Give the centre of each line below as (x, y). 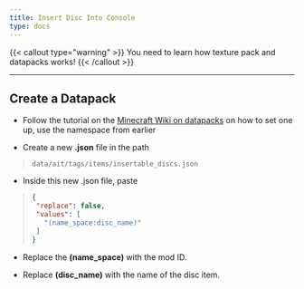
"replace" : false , (71, 206)
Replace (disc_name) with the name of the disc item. (121, 275)
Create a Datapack (63, 98)
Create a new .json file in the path (85, 148)
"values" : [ (58, 215)
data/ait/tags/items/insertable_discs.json (115, 164)
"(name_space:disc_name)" (93, 223)
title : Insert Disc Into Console (72, 18)
